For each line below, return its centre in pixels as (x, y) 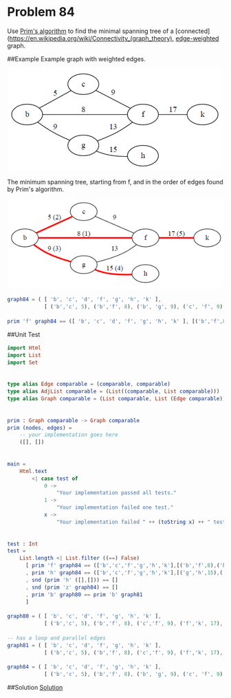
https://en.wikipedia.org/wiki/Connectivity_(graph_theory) (91, 38)
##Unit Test (24, 334)
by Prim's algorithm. (35, 189)
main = (16, 464)
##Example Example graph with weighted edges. (77, 58)
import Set (23, 362)
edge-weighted (197, 38)
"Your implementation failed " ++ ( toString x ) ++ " (133, 522)
